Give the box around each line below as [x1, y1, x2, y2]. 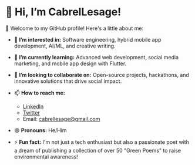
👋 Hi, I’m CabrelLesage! [5, 5, 122, 19]
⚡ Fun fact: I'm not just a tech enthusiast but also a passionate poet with [14, 138, 189, 146]
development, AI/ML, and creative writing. [14, 42, 116, 49]
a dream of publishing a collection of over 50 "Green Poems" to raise [14, 147, 181, 154]
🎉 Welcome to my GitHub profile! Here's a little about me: [5, 25, 144, 32]
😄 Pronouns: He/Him [14, 126, 67, 134]
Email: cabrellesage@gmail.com [22, 115, 100, 122]
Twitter [22, 109, 41, 116]
